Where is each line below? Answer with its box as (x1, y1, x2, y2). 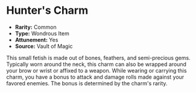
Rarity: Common (14, 23, 57, 31)
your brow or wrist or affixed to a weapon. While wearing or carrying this (6, 67, 187, 74)
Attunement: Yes (14, 36, 58, 43)
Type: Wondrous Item (14, 29, 69, 37)
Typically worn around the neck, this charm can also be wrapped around (6, 61, 187, 68)
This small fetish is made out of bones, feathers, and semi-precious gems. (6, 54, 191, 61)
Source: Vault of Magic (14, 43, 74, 50)
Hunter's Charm (6, 4, 89, 17)
